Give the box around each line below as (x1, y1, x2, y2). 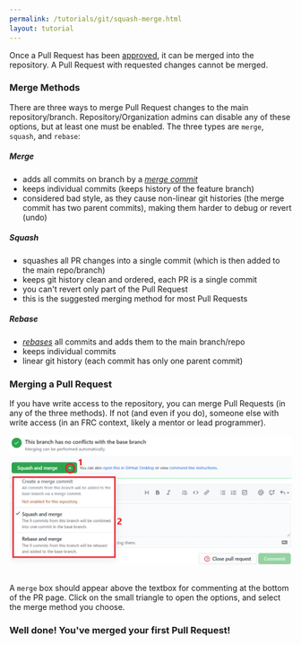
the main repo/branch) (21, 265, 106, 275)
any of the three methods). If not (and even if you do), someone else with (9, 408, 279, 418)
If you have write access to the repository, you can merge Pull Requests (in (9, 398, 286, 408)
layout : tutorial (9, 23, 74, 33)
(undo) (21, 212, 47, 222)
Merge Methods (9, 82, 81, 94)
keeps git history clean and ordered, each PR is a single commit (21, 274, 258, 284)
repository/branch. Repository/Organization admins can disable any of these (9, 111, 291, 122)
